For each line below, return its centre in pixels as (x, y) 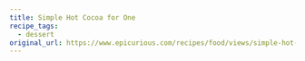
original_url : (36, 43)
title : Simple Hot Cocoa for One (73, 17)
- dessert (36, 34)
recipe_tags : (34, 26)
